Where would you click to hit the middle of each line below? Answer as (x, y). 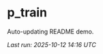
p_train (27, 13)
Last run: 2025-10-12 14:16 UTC (52, 44)
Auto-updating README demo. (50, 31)
